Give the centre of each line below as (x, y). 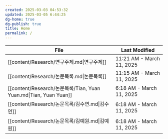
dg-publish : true (23, 24)
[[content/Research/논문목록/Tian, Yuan (54, 88)
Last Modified (138, 50)
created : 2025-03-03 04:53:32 (37, 10)
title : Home (17, 29)
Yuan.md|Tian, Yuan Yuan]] (40, 95)
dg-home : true (20, 19)
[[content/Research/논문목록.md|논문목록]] (57, 77)
